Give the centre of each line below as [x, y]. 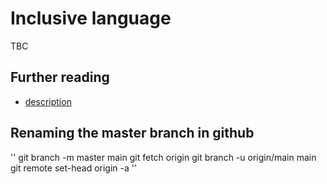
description [48, 101]
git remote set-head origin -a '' [74, 168]
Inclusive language [91, 18]
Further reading [60, 77]
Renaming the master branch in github [132, 133]
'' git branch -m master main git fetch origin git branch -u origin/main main [163, 157]
